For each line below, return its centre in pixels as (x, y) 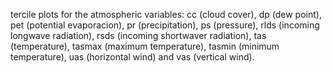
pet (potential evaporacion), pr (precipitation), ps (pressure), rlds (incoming (165, 25)
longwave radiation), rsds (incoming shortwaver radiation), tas (138, 35)
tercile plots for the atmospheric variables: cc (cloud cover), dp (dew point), (166, 14)
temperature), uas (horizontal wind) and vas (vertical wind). (132, 57)
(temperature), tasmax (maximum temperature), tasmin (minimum (145, 46)
